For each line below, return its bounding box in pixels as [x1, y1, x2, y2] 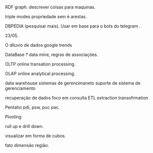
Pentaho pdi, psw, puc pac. [5, 104, 60, 110]
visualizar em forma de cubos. [5, 133, 66, 139]
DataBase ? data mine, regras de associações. [5, 51, 99, 57]
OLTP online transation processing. [5, 61, 76, 67]
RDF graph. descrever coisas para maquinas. [5, 4, 96, 10]
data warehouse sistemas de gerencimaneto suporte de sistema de [5, 80, 141, 86]
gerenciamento [5, 85, 36, 91]
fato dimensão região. [5, 142, 49, 148]
